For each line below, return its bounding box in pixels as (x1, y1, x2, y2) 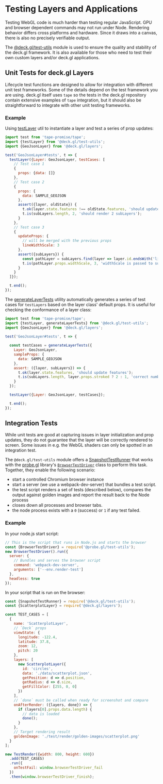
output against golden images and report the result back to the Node (12, 492, 149, 498)
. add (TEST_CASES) (9, 756, 45, 761)
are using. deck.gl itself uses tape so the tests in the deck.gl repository (5, 92, 147, 98)
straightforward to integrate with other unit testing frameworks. (5, 102, 131, 108)
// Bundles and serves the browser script (14, 558, 101, 563)
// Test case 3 (14, 225, 45, 230)
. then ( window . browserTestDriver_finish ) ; (9, 774, 95, 779)
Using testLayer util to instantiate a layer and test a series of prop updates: (5, 125, 154, 132)
